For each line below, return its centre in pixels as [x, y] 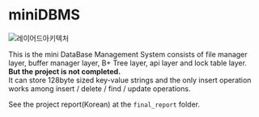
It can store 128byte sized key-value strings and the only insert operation [130, 80]
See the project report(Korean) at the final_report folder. [104, 104]
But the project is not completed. [65, 71]
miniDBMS [45, 15]
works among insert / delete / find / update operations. [100, 88]
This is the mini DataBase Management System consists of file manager [128, 54]
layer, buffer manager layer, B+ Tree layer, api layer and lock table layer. [127, 63]
